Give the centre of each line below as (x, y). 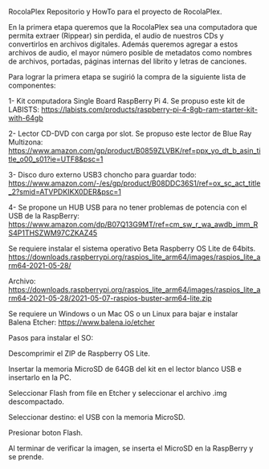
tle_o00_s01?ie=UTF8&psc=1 (56, 159)
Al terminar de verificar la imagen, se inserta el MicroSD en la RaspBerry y (131, 448)
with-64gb (26, 118)
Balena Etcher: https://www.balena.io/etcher (82, 322)
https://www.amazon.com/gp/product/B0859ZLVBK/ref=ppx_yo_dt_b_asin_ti (134, 151)
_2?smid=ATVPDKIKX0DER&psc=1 (65, 192)
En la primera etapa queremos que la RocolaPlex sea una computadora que (133, 27)
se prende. (26, 457)
